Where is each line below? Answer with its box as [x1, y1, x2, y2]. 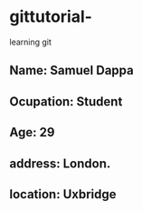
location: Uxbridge [9, 186, 117, 202]
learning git [9, 36, 52, 47]
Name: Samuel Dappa [9, 63, 134, 78]
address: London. [9, 156, 111, 171]
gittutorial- [9, 6, 93, 27]
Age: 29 [9, 125, 55, 140]
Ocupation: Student [9, 94, 123, 109]
